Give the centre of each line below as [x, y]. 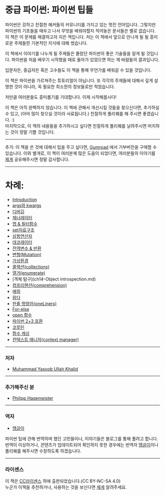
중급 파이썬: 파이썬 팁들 [49, 10]
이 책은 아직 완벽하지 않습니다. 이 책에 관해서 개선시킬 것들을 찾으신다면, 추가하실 [82, 107]
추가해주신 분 [20, 387]
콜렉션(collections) [31, 267]
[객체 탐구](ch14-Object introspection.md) [54, 279]
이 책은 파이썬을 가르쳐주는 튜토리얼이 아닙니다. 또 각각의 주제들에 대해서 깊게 [79, 80]
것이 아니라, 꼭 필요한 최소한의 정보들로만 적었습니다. [65, 86]
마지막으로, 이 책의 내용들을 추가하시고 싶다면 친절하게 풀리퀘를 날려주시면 [76, 126]
